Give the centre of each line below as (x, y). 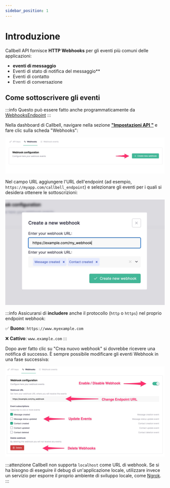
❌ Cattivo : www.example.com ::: (36, 338)
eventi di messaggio (34, 65)
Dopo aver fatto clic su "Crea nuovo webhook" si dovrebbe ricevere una (80, 348)
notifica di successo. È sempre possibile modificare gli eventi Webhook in (82, 354)
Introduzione (33, 36)
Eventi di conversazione (37, 82)
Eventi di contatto (31, 77)
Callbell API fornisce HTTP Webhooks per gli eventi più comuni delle (77, 50)
